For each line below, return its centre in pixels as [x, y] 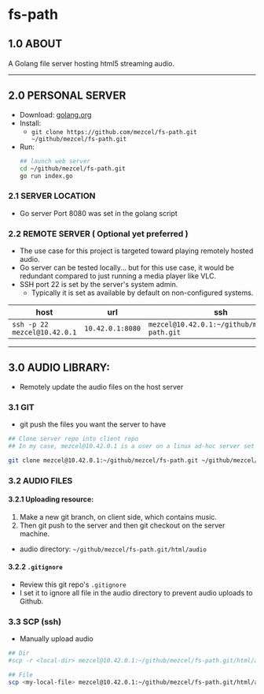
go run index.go [46, 176]
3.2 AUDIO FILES [40, 480]
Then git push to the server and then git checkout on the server [122, 525]
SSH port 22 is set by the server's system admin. [99, 285]
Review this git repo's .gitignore [73, 584]
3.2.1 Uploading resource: [51, 499]
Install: [30, 123]
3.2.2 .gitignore [35, 567]
